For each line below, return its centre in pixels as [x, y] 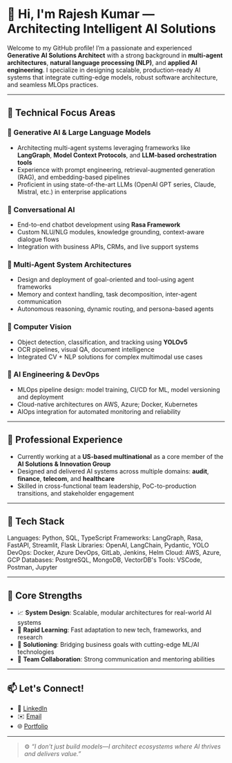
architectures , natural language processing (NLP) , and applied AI [103, 62]
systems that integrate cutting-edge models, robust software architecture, [113, 77]
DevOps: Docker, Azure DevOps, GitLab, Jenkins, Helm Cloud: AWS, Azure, [114, 553]
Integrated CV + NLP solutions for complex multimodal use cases [110, 357]
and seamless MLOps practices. [53, 84]
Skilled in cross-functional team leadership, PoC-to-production [107, 486]
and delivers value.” [52, 754]
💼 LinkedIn [32, 708]
